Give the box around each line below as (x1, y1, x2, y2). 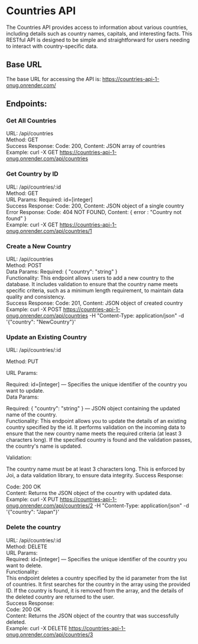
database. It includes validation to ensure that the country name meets (6, 281, 178, 288)
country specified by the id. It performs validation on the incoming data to (6, 424, 186, 431)
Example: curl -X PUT (6, 496, 59, 503)
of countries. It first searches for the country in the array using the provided (6, 581, 190, 588)
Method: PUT (6, 358, 39, 365)
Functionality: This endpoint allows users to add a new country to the (6, 274, 174, 281)
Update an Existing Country (6, 333, 87, 341)
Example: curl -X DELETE (6, 624, 68, 632)
